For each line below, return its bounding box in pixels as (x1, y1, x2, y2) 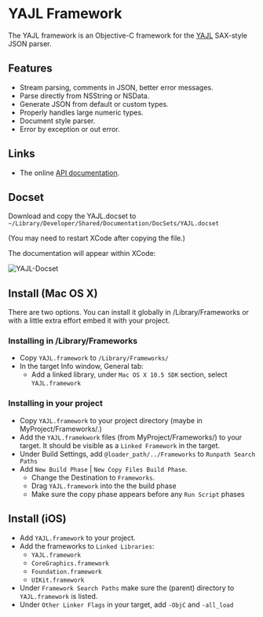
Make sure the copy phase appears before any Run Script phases (31, 489, 245, 498)
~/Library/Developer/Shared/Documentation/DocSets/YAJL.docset (8, 220, 220, 228)
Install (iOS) (8, 512, 67, 526)
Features (8, 62, 53, 75)
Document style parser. (19, 115, 96, 126)
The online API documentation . (19, 168, 120, 177)
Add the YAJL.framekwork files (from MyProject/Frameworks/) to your (19, 433, 243, 442)
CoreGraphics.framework (31, 559, 110, 568)
